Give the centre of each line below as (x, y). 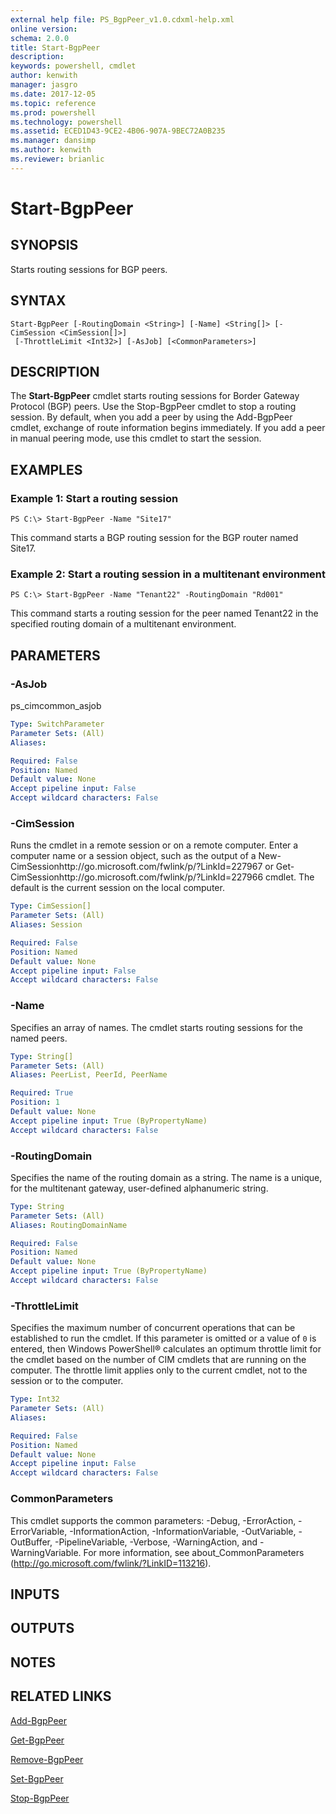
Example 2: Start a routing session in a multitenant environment (168, 574)
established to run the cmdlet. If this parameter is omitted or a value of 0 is (163, 1338)
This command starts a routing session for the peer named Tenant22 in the (164, 613)
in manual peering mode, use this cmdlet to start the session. (136, 438)
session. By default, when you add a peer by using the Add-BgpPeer (151, 417)
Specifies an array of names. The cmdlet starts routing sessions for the (156, 1027)
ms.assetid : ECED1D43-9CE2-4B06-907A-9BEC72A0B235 (118, 131)
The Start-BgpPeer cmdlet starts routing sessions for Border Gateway (155, 396)
